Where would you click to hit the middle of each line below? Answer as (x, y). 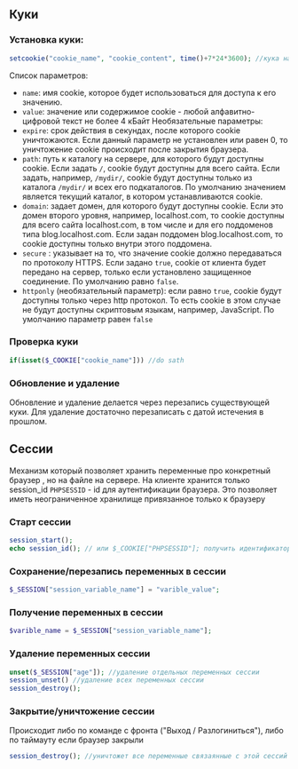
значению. (42, 102)
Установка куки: (47, 40)
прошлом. (28, 422)
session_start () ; (41, 541)
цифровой (41, 121)
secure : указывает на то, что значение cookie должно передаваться (152, 253)
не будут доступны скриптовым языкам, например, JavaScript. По (148, 309)
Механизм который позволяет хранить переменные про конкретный (140, 471)
